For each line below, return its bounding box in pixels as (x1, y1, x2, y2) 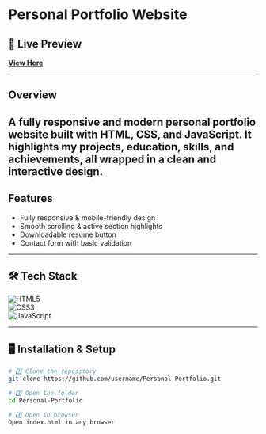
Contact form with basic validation (19, 238, 132, 247)
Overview (8, 89, 58, 102)
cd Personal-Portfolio (8, 396, 83, 405)
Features (8, 192, 53, 205)
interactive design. (8, 165, 104, 178)
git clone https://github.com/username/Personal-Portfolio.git (8, 375, 222, 383)
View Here (8, 58, 44, 67)
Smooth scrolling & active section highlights (19, 221, 163, 230)
